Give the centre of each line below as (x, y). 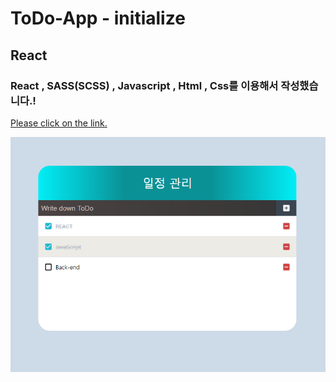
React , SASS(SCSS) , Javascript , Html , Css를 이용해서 (144, 85)
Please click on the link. (59, 123)
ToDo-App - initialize (98, 18)
